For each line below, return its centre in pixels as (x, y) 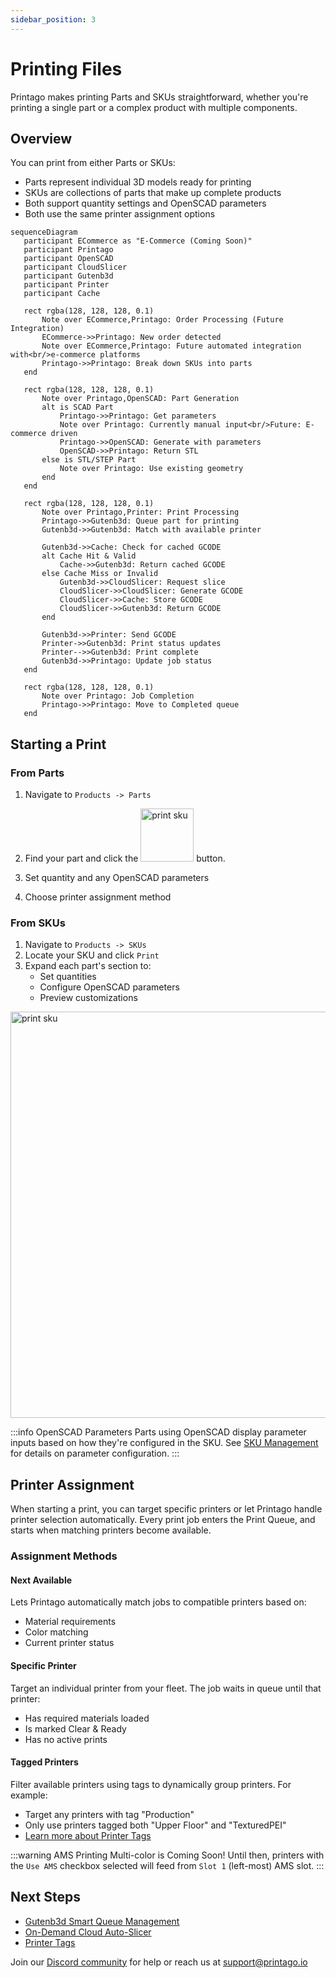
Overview (41, 138)
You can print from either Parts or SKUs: (93, 163)
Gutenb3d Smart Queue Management (102, 1921)
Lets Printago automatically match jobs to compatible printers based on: (158, 1602)
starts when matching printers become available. (111, 1530)
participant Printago (68, 250)
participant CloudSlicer (75, 267)
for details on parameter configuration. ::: (95, 1453)
